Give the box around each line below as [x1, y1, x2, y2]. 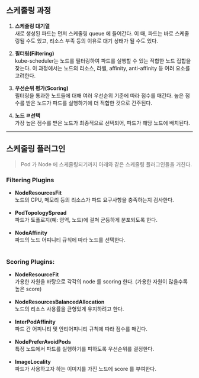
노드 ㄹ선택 [14, 112, 40, 119]
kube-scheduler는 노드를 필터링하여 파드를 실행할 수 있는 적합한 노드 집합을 [14, 57, 191, 64]
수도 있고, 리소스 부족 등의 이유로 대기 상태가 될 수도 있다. [25, 37, 159, 44]
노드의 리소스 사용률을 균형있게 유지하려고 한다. [14, 305, 124, 312]
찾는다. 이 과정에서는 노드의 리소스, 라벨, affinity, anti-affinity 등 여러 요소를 [14, 64, 191, 72]
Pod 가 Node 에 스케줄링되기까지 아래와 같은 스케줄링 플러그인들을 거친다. [20, 160, 192, 167]
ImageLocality [14, 358, 52, 366]
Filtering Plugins [6, 176, 54, 184]
